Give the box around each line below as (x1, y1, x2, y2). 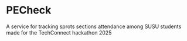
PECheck (6, 4, 52, 17)
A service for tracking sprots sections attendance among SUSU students (6, 23, 182, 30)
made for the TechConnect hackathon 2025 (6, 29, 112, 36)
